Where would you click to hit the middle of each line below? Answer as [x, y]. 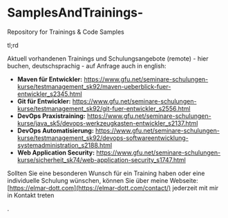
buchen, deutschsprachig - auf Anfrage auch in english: [87, 66]
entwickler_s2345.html [49, 94]
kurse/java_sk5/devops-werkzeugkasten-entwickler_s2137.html [107, 123]
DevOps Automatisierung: [56, 130]
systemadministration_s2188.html [65, 145]
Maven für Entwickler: [50, 79]
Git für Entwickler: [44, 101]
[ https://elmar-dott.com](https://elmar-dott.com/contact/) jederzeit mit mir [113, 188]
